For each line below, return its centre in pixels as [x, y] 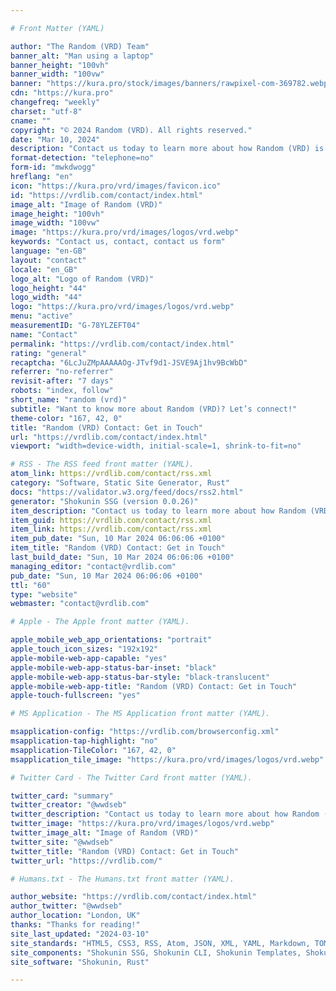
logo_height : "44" [48, 288]
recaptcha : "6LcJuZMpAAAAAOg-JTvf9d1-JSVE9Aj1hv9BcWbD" [129, 362]
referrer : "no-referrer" [62, 372]
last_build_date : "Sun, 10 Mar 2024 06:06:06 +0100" [122, 557]
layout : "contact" [48, 260]
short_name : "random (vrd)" [69, 400]
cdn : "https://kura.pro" [62, 93]
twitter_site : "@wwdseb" [62, 842]
